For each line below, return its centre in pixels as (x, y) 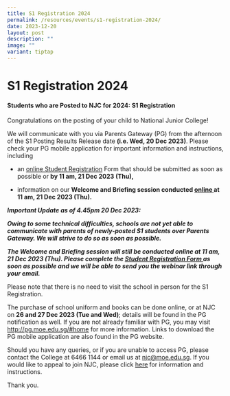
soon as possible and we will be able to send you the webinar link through (115, 266)
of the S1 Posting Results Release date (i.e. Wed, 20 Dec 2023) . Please (108, 141)
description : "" (30, 39)
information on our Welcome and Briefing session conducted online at (118, 190)
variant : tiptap (30, 52)
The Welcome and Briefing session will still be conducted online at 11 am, (114, 252)
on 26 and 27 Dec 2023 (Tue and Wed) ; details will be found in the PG (107, 315)
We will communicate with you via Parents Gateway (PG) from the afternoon (114, 134)
